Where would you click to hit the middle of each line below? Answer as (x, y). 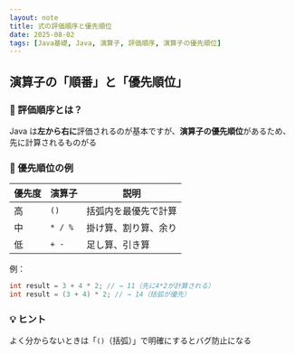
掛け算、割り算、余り (132, 228)
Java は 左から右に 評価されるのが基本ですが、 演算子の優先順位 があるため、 (150, 131)
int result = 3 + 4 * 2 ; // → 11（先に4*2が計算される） (112, 286)
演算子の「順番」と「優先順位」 (99, 82)
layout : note (34, 18)
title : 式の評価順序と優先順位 (61, 26)
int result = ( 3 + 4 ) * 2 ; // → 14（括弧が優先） (100, 294)
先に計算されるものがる (53, 142)
